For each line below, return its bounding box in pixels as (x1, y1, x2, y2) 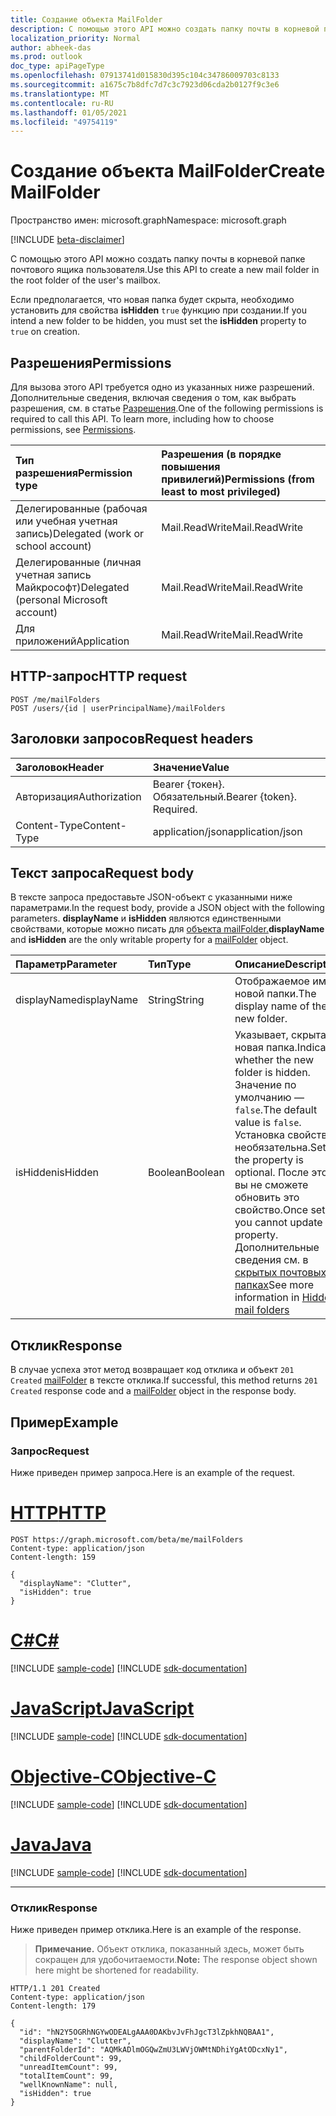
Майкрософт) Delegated (15, 581, 130, 594)
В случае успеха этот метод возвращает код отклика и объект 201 (10, 1364, 295, 1376)
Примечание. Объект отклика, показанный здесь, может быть (34, 1942, 305, 1955)
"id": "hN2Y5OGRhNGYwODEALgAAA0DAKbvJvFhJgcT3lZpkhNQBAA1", (19, 2027, 275, 2037)
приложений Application (15, 634, 130, 648)
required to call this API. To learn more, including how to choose (10, 413, 275, 425)
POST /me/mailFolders (10, 694, 101, 705)
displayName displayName (15, 993, 138, 1007)
